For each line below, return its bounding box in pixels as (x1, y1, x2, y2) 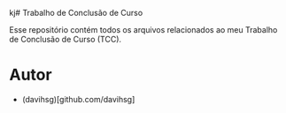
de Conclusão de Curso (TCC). (9, 34, 122, 44)
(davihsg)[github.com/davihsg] (21, 94, 135, 104)
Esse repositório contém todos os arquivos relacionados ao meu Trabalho (9, 25, 278, 34)
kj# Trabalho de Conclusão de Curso (9, 8, 143, 18)
